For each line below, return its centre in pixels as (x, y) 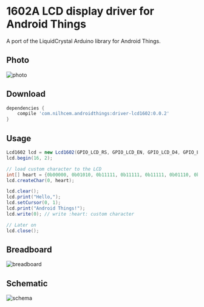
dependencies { (25, 108)
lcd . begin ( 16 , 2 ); (29, 158)
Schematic (27, 284)
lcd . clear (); (23, 191)
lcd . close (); (23, 231)
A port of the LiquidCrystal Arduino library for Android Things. (83, 41)
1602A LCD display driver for (80, 11)
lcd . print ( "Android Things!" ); (46, 208)
